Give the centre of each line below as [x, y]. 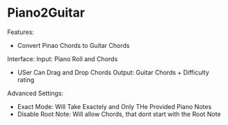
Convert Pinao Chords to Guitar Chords [73, 45]
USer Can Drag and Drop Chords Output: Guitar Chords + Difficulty [113, 72]
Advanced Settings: [35, 93]
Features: [21, 32]
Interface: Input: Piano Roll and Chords [63, 59]
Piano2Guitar [46, 13]
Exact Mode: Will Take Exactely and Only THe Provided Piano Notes [114, 106]
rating [26, 80]
